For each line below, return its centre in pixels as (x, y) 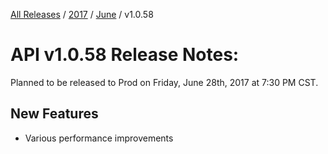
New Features (54, 114)
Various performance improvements (99, 138)
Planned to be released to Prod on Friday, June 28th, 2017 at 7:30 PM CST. (164, 82)
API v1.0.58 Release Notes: (125, 55)
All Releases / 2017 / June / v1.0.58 (82, 14)
